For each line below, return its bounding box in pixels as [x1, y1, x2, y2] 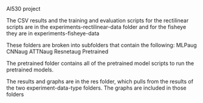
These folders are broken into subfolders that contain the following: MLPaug [6, 42, 198, 48]
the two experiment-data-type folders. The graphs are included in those [6, 84, 187, 91]
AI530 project [6, 5, 41, 12]
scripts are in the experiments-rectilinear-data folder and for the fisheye [6, 24, 187, 30]
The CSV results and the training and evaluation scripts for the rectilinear [6, 17, 189, 24]
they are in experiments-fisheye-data [6, 30, 100, 37]
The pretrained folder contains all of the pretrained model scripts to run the [6, 60, 194, 67]
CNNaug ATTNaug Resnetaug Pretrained [6, 48, 109, 55]
